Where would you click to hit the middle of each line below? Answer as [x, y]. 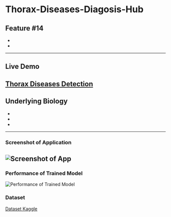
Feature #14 [24, 28]
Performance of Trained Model [44, 173]
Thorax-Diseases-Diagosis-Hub [75, 9]
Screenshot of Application [38, 142]
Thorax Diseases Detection [49, 84]
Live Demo [22, 66]
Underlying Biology [36, 101]
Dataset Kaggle [21, 209]
